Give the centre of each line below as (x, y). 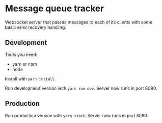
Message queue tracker (54, 9)
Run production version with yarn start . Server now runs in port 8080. (77, 115)
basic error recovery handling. (36, 27)
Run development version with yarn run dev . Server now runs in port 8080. (81, 88)
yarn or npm (25, 64)
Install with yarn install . (30, 78)
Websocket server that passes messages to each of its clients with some (79, 22)
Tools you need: (21, 54)
